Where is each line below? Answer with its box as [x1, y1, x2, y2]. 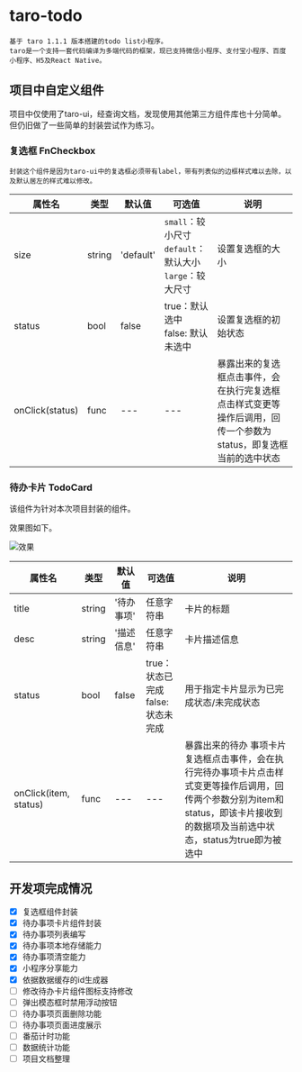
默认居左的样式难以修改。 [15, 177, 97, 186]
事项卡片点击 [220, 767, 276, 779]
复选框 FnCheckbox [9, 144, 96, 157]
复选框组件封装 [22, 906, 78, 917]
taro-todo [9, 5, 83, 26]
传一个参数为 [217, 425, 271, 438]
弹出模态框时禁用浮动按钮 [22, 996, 118, 1007]
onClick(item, [13, 787, 70, 800]
